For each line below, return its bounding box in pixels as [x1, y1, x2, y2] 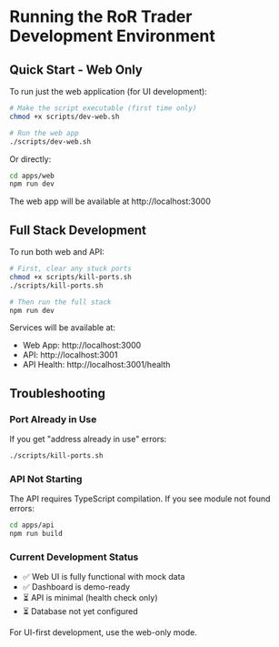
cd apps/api [9, 521, 55, 530]
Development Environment [9, 25, 215, 46]
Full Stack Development [9, 222, 147, 238]
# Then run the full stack [9, 298, 112, 307]
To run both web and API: [9, 247, 105, 258]
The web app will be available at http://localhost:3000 [9, 196, 211, 207]
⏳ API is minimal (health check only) [22, 592, 158, 603]
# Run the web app [9, 128, 79, 137]
